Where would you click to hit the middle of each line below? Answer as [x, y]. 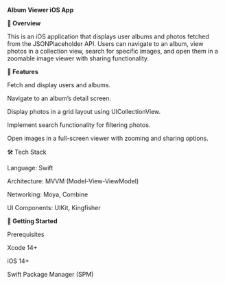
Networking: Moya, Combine [48, 194]
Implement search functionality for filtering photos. [79, 125]
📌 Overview [24, 23]
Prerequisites [26, 234]
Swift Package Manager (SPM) [50, 274]
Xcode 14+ [22, 248]
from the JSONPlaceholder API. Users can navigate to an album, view [105, 44]
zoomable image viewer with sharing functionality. [78, 58]
